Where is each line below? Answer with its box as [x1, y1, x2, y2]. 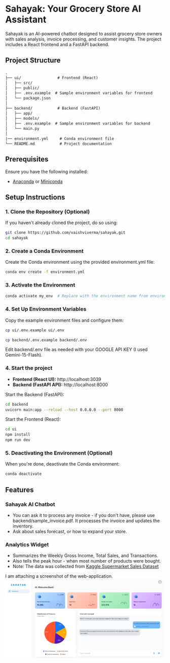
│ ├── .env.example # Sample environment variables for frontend [5, 90, 153, 95]
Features [5, 485, 34, 494]
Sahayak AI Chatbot [5, 501, 55, 508]
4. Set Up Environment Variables [5, 305, 87, 312]
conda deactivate [5, 471, 42, 477]
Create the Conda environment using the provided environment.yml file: [5, 259, 155, 265]
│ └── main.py [5, 126, 39, 131]
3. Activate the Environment [5, 282, 75, 289]
